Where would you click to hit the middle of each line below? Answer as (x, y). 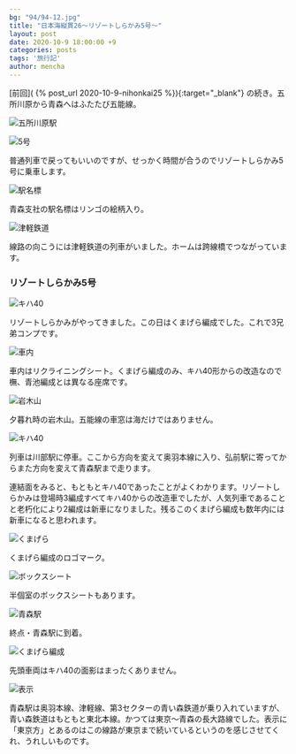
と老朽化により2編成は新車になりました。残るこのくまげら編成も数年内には (147, 509)
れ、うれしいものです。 (52, 741)
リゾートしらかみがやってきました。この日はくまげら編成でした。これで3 (143, 323)
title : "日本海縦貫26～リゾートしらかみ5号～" (86, 26)
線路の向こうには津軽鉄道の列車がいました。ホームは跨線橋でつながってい (144, 246)
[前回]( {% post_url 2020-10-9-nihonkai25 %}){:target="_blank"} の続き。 (143, 93)
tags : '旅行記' (35, 58)
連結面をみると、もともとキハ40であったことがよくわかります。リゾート (141, 487)
